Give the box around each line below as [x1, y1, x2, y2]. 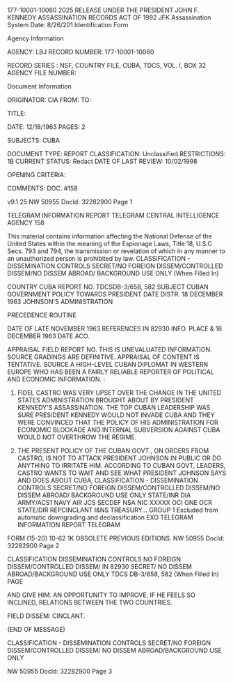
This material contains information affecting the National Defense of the [7, 232, 212, 240]
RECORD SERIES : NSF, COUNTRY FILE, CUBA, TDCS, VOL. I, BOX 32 [7, 61, 207, 69]
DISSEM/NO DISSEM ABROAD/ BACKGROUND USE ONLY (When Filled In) [7, 269, 219, 278]
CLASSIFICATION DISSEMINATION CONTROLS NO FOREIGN [7, 555, 182, 563]
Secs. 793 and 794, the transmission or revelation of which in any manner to [7, 247, 226, 255]
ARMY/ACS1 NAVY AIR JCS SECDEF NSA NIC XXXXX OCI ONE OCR [17, 499, 212, 506]
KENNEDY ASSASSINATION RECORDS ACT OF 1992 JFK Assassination [7, 13, 211, 22]
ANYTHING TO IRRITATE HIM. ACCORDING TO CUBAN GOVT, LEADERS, [17, 462, 226, 469]
